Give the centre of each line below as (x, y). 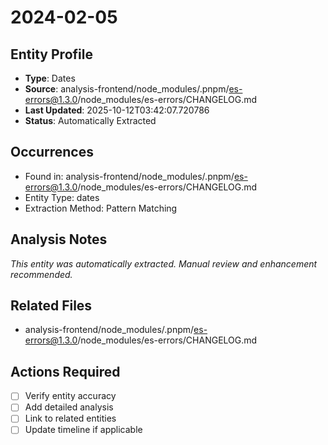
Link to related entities (70, 418)
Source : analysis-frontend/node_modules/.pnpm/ (127, 89)
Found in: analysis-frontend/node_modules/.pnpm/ (129, 176)
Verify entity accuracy (70, 396)
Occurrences (52, 152)
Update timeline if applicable (83, 430)
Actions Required (65, 371)
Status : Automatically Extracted (90, 120)
